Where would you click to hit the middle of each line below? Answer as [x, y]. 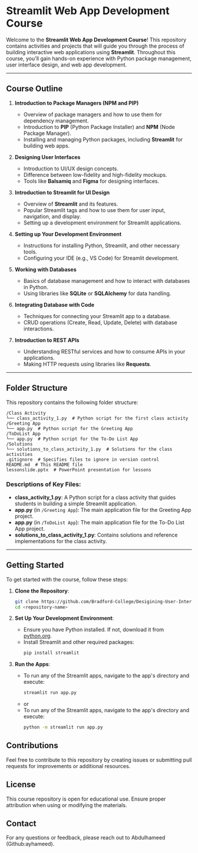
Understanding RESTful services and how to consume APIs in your [104, 351]
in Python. [36, 287]
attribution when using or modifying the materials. [67, 805]
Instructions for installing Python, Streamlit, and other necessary [101, 245]
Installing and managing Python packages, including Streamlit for [103, 139]
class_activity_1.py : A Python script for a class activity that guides [95, 497]
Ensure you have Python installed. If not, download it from [94, 630]
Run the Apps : [32, 664]
